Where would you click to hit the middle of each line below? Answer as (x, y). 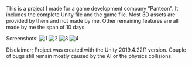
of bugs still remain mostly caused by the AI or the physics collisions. (89, 56)
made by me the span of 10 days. (46, 27)
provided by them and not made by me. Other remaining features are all (92, 21)
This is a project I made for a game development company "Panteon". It (92, 8)
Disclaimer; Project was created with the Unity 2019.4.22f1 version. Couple (96, 50)
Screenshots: (22, 38)
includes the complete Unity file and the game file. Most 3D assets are (91, 15)
